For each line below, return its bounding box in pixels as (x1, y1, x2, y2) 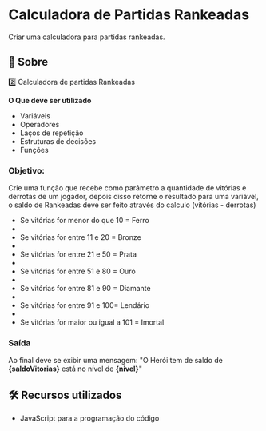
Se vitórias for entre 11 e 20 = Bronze (19, 233, 141, 242)
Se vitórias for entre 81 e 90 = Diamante (19, 284, 151, 293)
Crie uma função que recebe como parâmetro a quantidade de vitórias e (8, 183, 247, 193)
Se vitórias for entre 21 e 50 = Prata (19, 249, 137, 259)
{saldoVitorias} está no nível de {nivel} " (8, 364, 142, 373)
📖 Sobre (8, 55, 49, 69)
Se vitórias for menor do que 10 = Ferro (19, 216, 149, 225)
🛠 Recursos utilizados (8, 388, 122, 401)
